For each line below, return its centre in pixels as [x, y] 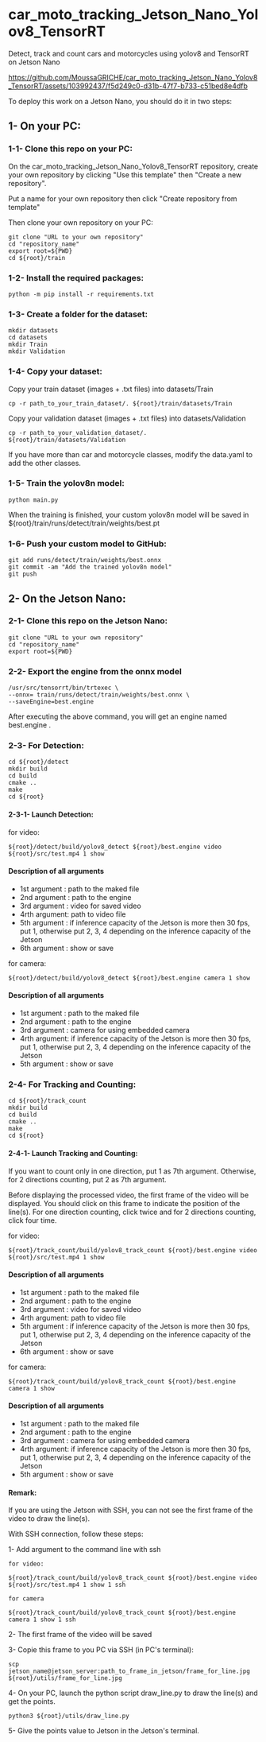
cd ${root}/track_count [48, 1101]
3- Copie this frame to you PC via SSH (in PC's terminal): [101, 1650]
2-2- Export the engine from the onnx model [95, 671]
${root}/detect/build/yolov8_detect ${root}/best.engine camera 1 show [129, 978]
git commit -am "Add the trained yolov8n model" [90, 567]
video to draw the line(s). [49, 1519]
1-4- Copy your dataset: [56, 371]
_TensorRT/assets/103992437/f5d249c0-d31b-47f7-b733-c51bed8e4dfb [128, 86]
